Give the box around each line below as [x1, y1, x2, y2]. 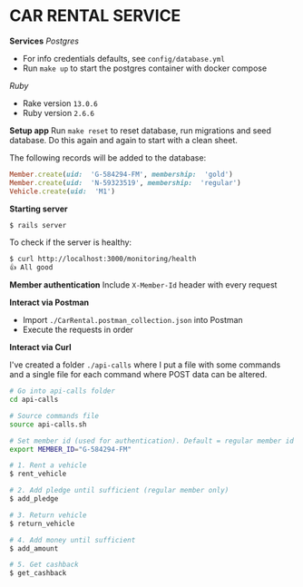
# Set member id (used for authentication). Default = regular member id [9, 436, 295, 445]
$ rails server [9, 220, 67, 230]
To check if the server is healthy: [9, 237, 132, 248]
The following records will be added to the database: [9, 152, 207, 163]
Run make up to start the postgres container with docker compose [22, 63, 268, 73]
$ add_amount [9, 543, 59, 553]
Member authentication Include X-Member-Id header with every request [9, 279, 278, 290]
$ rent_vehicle [9, 469, 67, 479]
